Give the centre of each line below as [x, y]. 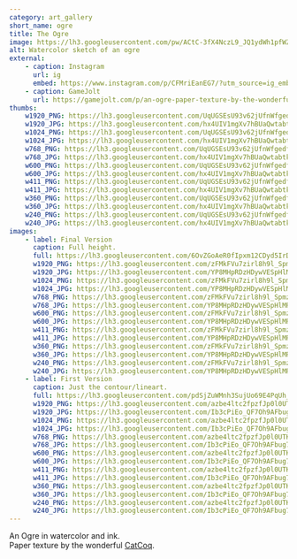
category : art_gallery [51, 17]
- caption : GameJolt [63, 91]
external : [27, 58]
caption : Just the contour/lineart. [100, 387]
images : [23, 231]
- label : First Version [69, 379]
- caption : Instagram [65, 67]
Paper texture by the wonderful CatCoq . [82, 546]
